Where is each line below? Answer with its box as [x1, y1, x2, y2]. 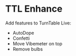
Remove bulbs [12, 46, 43, 52]
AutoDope [12, 30, 34, 36]
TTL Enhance [5, 3, 63, 15]
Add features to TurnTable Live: [5, 20, 71, 26]
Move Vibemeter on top [12, 40, 63, 46]
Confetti [12, 35, 30, 41]
